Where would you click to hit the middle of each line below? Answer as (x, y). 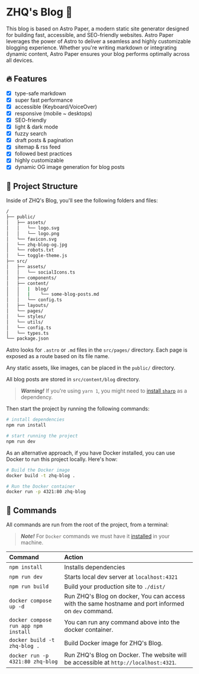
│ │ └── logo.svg (33, 228)
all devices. (20, 60)
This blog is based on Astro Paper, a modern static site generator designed (98, 29)
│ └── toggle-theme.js (37, 256)
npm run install (26, 425)
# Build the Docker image (38, 470)
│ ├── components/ (32, 278)
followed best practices (43, 153)
